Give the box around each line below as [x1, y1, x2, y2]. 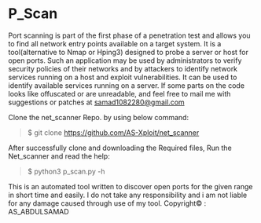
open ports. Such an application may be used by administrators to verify [8, 56, 242, 65]
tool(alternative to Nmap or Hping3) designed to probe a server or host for [8, 47, 249, 57]
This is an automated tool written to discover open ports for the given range [8, 181, 253, 191]
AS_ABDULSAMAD [8, 207, 69, 216]
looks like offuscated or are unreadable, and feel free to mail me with [8, 89, 231, 98]
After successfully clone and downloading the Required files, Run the [8, 143, 232, 152]
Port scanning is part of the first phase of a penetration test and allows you [8, 31, 251, 40]
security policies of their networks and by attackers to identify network [8, 64, 238, 73]
